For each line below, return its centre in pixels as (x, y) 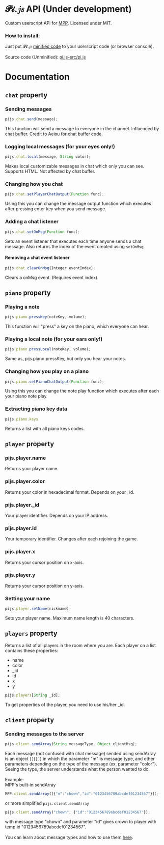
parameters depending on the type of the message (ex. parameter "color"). (81, 764)
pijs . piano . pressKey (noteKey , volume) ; (46, 317)
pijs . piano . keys (22, 419)
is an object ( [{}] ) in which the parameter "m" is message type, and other (80, 759)
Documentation (38, 77)
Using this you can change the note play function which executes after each (82, 391)
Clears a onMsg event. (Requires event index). (52, 277)
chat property (26, 95)
